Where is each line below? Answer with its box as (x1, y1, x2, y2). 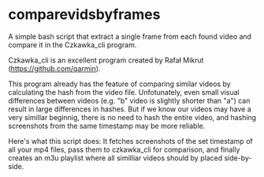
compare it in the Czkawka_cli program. (8, 40, 137, 49)
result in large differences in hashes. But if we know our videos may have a (8, 104, 252, 114)
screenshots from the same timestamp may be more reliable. (8, 121, 206, 130)
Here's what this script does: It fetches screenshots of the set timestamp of (8, 136, 254, 145)
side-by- (224, 153, 252, 163)
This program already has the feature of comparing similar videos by (8, 79, 231, 88)
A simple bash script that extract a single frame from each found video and (8, 32, 252, 41)
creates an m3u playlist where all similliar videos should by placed (8, 153, 223, 163)
